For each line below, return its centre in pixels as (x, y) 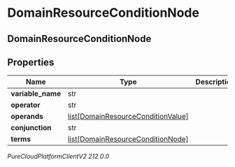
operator (26, 105)
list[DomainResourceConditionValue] (128, 117)
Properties (31, 62)
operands (27, 117)
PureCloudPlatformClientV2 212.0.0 (58, 157)
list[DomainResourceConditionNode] (128, 139)
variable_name (36, 94)
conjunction (31, 128)
